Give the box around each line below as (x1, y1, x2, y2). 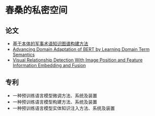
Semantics (12, 51, 35, 57)
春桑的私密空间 (5, 5, 68, 16)
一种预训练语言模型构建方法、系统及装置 (12, 99, 97, 105)
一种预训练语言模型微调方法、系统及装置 (12, 92, 97, 98)
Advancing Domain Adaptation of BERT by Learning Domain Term (12, 46, 150, 52)
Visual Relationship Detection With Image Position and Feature (12, 57, 143, 63)
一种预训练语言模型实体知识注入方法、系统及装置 (12, 105, 115, 111)
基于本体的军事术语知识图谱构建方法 (12, 41, 89, 46)
